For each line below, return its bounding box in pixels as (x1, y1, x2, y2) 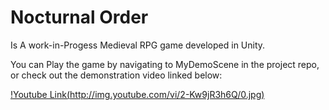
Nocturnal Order (10, 6, 149, 29)
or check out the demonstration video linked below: (10, 69, 223, 81)
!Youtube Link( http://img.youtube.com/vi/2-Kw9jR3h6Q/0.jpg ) (10, 88, 265, 100)
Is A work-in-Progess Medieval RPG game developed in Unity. (10, 39, 266, 51)
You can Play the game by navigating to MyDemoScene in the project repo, (10, 58, 320, 70)
